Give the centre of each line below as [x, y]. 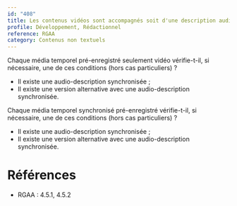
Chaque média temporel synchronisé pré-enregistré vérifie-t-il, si [102, 110]
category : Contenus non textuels [56, 40]
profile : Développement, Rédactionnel [64, 27]
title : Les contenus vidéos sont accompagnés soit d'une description [112, 21]
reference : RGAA [31, 34]
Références [42, 175]
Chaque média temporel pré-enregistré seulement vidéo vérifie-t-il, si [108, 60]
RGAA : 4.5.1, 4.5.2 [44, 195]
